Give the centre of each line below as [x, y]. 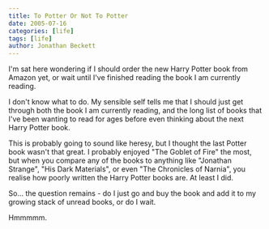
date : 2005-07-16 [38, 23]
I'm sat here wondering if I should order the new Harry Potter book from [128, 69]
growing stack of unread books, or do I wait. [82, 202]
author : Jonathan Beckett [52, 46]
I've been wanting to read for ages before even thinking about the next [126, 119]
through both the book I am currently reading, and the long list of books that [135, 111]
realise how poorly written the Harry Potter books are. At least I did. [121, 178]
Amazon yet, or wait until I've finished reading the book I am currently [124, 78]
